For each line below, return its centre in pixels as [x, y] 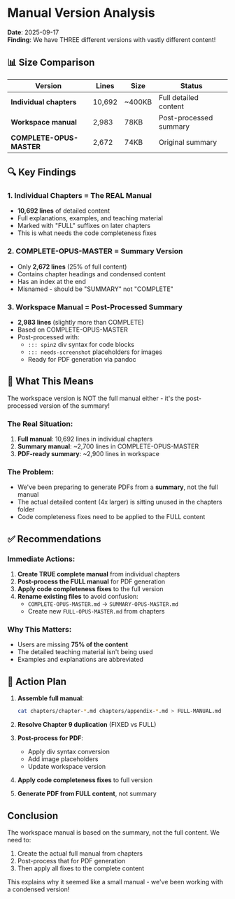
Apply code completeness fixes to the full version [90, 589]
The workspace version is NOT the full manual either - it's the [96, 398]
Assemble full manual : [50, 698]
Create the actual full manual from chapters [80, 853]
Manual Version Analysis [81, 13]
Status [192, 85]
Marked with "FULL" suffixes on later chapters [84, 226]
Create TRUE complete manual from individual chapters [99, 574]
